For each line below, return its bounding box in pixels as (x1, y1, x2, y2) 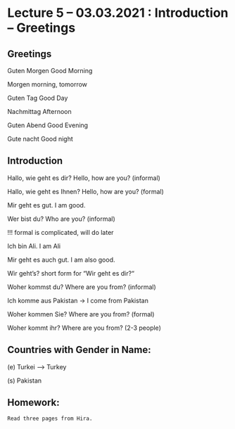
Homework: (7, 397, 60, 409)
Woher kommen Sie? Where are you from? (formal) (7, 309, 155, 318)
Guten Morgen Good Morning (7, 67, 93, 75)
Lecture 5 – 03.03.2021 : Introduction (7, 5, 229, 21)
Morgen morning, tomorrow (7, 80, 88, 89)
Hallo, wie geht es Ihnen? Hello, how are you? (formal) (7, 187, 164, 196)
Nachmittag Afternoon (7, 108, 72, 115)
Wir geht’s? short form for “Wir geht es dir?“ (7, 269, 135, 277)
